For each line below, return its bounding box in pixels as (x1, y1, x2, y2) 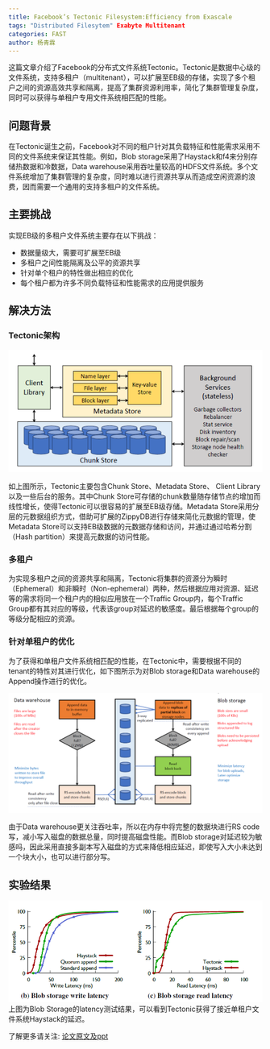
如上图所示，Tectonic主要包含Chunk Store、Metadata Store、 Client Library (8, 482, 260, 491)
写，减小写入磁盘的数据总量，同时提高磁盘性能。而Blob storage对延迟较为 (8, 832, 255, 842)
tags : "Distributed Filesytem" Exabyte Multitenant (8, 21, 185, 30)
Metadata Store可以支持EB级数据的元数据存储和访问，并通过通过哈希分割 (8, 522, 252, 532)
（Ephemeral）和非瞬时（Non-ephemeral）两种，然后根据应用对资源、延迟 (8, 584, 260, 594)
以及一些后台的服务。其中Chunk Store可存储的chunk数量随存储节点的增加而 (8, 491, 261, 501)
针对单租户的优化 (8, 636, 75, 648)
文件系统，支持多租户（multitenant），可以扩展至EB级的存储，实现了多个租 (8, 73, 256, 82)
